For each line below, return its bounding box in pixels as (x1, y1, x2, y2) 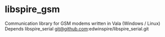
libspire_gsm (5, 4, 60, 15)
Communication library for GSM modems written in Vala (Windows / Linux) (5, 20, 160, 26)
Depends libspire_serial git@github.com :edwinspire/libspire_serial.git (5, 25, 149, 31)
